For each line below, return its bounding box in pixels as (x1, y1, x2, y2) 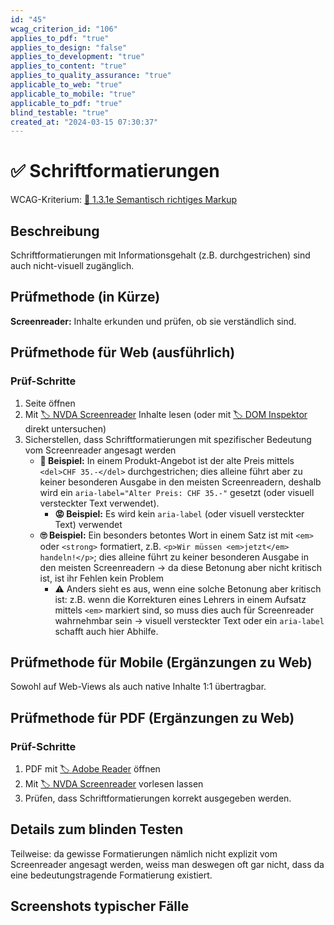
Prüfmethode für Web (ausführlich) (10, 344, 236, 361)
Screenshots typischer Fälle (10, 898, 190, 915)
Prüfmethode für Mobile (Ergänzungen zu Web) (10, 654, 313, 671)
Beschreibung (10, 222, 100, 240)
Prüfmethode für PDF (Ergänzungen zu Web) (10, 709, 295, 726)
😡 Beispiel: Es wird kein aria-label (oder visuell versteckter (54, 507, 305, 520)
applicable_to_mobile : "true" (10, 89, 137, 99)
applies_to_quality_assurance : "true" (10, 71, 172, 81)
